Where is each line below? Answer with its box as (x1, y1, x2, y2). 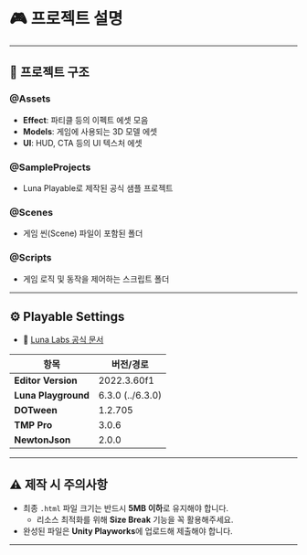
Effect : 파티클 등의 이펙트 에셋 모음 (22, 114, 149, 125)
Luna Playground (14, 390, 90, 402)
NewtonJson (14, 433, 71, 446)
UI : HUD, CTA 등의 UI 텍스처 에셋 (22, 137, 143, 148)
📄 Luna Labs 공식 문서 (22, 335, 104, 346)
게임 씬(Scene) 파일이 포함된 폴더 (22, 228, 143, 239)
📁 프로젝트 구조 (9, 65, 90, 80)
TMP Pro (14, 419, 53, 432)
